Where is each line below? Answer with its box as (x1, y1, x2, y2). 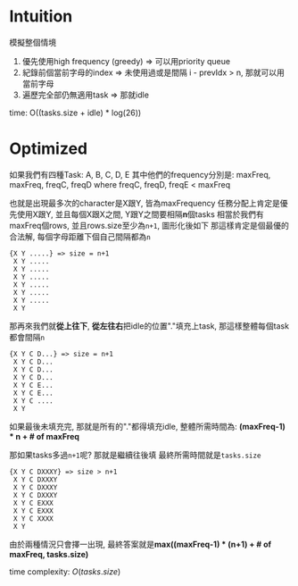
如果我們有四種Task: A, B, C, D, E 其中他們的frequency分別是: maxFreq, (9, 169, 271, 180)
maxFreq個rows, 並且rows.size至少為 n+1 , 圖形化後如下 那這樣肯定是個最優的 (9, 220, 290, 230)
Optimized (9, 138, 88, 159)
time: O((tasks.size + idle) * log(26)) (9, 107, 142, 118)
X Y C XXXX (12, 514, 54, 523)
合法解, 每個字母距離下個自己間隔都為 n (9, 230, 152, 242)
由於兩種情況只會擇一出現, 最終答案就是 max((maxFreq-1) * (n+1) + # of (9, 539, 272, 549)
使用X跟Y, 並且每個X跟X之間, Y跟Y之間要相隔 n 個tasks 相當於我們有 (16, 208, 265, 220)
